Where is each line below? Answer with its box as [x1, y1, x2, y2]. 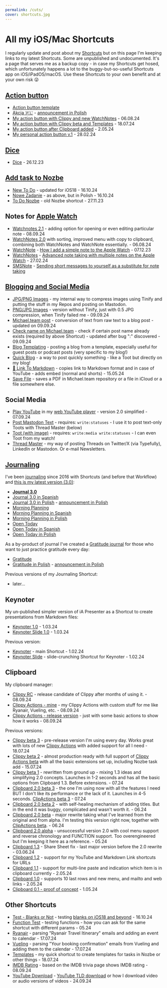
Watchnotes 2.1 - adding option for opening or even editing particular [12, 225, 155, 231]
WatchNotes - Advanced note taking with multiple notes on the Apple [12, 252, 155, 258]
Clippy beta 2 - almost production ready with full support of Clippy [12, 753, 149, 759]
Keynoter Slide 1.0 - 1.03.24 [12, 629, 69, 635]
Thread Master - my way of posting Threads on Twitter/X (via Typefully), [12, 441, 162, 447]
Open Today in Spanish [12, 526, 61, 532]
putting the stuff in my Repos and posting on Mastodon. [12, 301, 127, 307]
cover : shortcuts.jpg [5, 12, 50, 17]
